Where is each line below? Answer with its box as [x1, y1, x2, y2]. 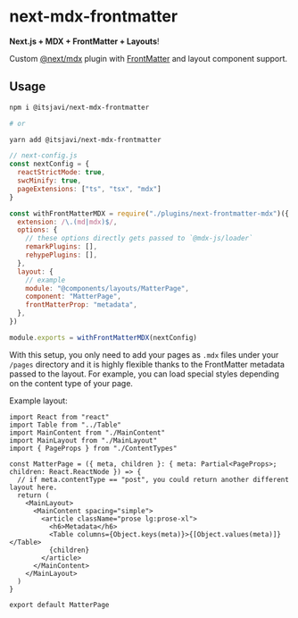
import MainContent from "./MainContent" [9, 428, 166, 437]
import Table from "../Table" [9, 420, 122, 429]
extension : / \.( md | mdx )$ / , [17, 217, 118, 226]
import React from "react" [9, 412, 110, 421]
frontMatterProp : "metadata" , [25, 301, 138, 309]
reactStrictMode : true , [17, 168, 105, 177]
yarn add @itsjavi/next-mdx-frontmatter [9, 135, 162, 144]
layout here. [9, 483, 58, 492]
